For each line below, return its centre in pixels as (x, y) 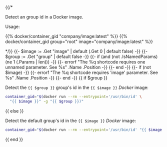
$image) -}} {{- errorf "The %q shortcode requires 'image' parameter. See (82, 72)
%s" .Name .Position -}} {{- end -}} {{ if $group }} (56, 78)
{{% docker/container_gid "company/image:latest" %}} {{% (66, 36)
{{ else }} (14, 111)
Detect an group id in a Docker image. (44, 17)
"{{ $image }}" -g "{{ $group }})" (47, 101)
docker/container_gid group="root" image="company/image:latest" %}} (79, 41)
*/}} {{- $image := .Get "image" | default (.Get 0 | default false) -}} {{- (76, 51)
